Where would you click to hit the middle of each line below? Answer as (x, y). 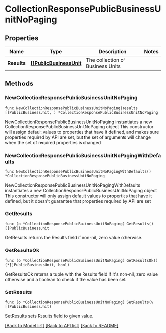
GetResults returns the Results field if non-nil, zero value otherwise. (74, 238)
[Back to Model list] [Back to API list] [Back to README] (62, 325)
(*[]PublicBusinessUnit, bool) (37, 265)
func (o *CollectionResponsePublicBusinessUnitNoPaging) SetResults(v (79, 302)
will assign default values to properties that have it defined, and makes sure (82, 132)
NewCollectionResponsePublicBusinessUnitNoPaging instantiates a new (79, 122)
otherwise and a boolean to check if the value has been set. (66, 279)
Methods (19, 84)
